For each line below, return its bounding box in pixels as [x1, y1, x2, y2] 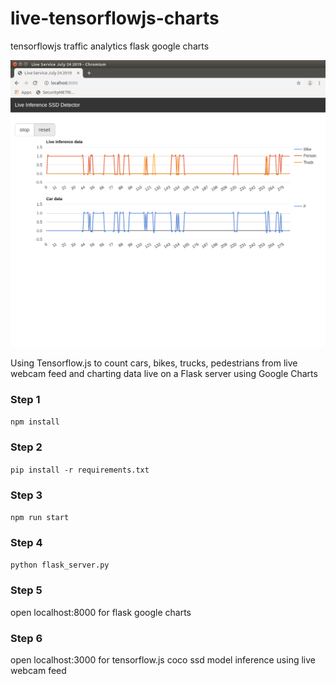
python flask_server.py [10, 560, 110, 571]
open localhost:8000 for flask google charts [10, 606, 192, 618]
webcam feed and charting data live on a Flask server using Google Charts [10, 368, 318, 380]
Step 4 [10, 535, 43, 549]
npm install [10, 417, 60, 427]
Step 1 [10, 393, 41, 407]
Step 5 [10, 583, 43, 597]
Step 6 [10, 631, 43, 645]
